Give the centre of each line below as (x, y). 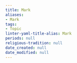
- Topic (14, 29)
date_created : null (26, 48)
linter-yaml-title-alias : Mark (39, 34)
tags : (11, 24)
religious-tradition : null (34, 43)
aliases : (15, 15)
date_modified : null (27, 52)
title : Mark (18, 10)
